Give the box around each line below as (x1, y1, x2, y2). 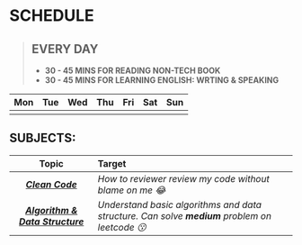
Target (97, 157, 127, 169)
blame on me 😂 (97, 184, 166, 196)
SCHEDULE (9, 5, 94, 26)
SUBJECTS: (9, 131, 76, 146)
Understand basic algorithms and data (97, 198, 262, 211)
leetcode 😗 (97, 221, 147, 233)
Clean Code (25, 177, 78, 190)
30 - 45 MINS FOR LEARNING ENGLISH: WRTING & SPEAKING (44, 75, 280, 86)
